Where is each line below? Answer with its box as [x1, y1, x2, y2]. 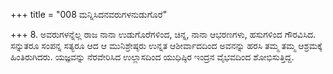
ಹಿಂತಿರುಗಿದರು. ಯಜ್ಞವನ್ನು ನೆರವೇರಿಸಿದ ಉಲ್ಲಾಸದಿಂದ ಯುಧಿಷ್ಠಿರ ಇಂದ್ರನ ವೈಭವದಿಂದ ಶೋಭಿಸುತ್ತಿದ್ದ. [10, 51, 295, 63]
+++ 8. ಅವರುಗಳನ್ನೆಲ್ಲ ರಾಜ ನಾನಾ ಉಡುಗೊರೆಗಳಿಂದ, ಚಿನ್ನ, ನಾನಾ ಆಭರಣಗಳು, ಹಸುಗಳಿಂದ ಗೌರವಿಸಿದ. [10, 29, 317, 40]
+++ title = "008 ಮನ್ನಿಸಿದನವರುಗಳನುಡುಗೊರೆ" [10, 9, 168, 20]
